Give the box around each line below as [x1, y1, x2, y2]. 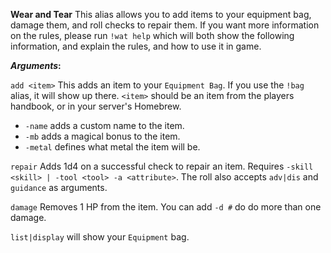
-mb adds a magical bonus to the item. [24, 130, 181, 142]
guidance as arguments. [10, 182, 108, 193]
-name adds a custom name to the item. [24, 120, 185, 131]
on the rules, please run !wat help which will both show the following [10, 30, 295, 41]
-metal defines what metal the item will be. [24, 141, 201, 153]
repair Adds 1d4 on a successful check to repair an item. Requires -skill [10, 160, 314, 172]
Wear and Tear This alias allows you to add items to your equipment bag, [10, 9, 312, 20]
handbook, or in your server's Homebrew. [10, 100, 182, 112]
